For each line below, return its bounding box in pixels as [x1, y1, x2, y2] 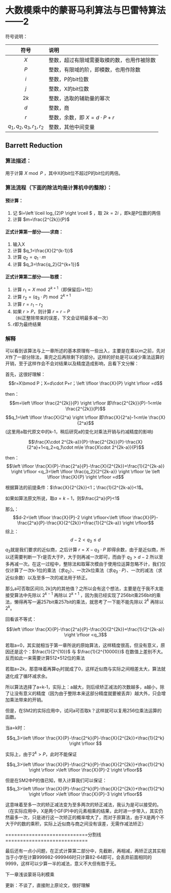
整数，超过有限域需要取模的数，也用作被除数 [48, 57, 156, 64]
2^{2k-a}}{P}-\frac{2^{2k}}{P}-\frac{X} [61, 439, 143, 445]
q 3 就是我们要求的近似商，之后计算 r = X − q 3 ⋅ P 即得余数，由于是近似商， [5, 546, 161, 554]
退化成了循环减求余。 [5, 673, 50, 679]
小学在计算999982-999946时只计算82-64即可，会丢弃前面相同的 [14, 854, 152, 860]
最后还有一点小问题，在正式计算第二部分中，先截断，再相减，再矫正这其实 [5, 848, 161, 854]
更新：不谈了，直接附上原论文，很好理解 [5, 882, 90, 888]
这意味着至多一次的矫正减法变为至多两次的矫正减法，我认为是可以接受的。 [5, 801, 161, 807]
